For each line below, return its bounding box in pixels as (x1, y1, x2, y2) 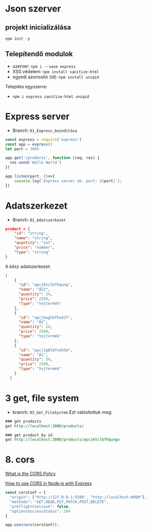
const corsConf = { (5, 490, 46, 495)
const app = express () (5, 141, 53, 147)
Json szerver (5, 3, 61, 15)
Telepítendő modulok (5, 50, 73, 58)
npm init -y (5, 36, 30, 41)
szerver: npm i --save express (12, 63, 76, 69)
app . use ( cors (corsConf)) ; (5, 522, 59, 527)
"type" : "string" (14, 249, 51, 255)
